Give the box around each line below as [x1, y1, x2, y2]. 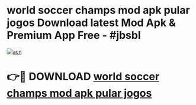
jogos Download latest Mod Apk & [7, 16, 176, 29]
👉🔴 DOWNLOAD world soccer [7, 70, 160, 83]
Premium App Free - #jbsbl [7, 29, 141, 42]
